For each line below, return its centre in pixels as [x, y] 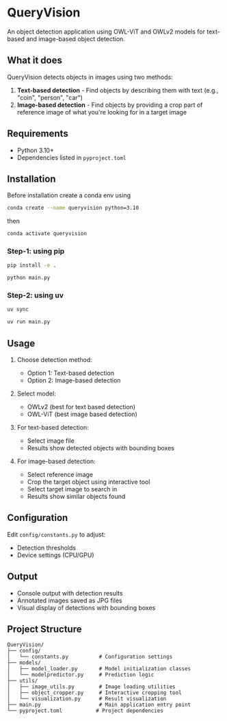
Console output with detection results [70, 593]
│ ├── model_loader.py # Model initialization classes [99, 669]
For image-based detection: [56, 461]
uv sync [18, 310]
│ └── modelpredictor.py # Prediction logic [81, 675]
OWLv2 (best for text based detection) [81, 407]
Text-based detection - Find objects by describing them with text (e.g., [118, 90]
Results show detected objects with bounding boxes [101, 448]
